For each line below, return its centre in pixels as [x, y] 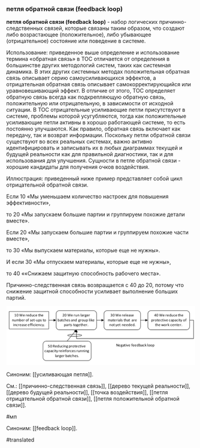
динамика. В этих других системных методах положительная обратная [98, 72]
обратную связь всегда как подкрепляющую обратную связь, [86, 97]
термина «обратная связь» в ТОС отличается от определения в [88, 59]
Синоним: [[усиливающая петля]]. [50, 374]
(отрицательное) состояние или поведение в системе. [76, 41]
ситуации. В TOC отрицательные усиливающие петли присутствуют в [96, 110]
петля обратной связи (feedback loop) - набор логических [82, 22]
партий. [16, 298]
